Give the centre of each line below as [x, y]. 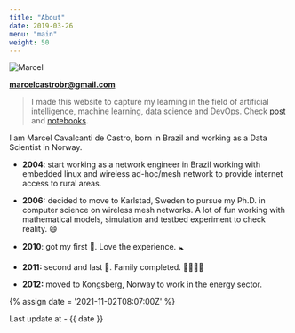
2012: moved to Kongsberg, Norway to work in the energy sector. [142, 284]
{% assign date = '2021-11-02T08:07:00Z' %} [92, 302]
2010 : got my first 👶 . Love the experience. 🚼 [103, 247]
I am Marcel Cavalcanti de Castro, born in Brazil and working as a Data [139, 138]
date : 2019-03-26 [41, 26]
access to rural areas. [62, 184]
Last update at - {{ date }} [56, 319]
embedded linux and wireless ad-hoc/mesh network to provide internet [152, 174]
